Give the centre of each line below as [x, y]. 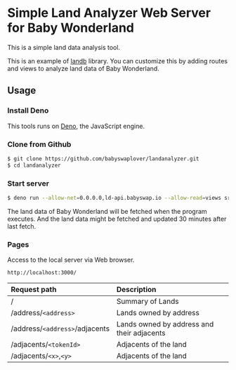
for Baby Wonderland [71, 28]
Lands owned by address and [165, 324]
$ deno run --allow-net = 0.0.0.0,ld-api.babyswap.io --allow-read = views [114, 198]
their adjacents [141, 333]
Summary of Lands [147, 302]
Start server [28, 183]
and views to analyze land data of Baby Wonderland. [83, 68]
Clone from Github [39, 144]
